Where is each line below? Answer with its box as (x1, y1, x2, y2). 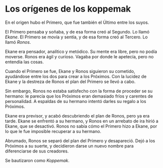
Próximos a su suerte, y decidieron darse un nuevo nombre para (5, 143, 134, 149)
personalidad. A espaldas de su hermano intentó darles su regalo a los (5, 98, 146, 104)
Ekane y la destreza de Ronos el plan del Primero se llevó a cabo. (5, 79, 136, 84)
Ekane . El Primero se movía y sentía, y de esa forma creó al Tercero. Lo (5, 34, 148, 40)
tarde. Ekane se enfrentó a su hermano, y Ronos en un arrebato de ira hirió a (5, 118, 159, 124)
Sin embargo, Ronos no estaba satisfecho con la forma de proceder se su (5, 88, 153, 94)
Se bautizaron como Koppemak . (5, 157, 70, 163)
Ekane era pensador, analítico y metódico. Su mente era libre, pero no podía (5, 49, 157, 54)
